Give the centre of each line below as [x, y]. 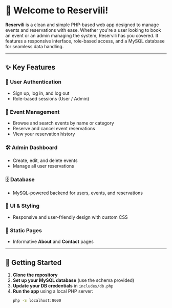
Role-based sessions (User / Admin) [51, 98]
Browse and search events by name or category [63, 123]
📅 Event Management [33, 112]
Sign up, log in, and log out [41, 93]
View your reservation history [44, 134]
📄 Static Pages [24, 230]
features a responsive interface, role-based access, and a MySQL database [85, 41]
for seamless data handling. [35, 46]
